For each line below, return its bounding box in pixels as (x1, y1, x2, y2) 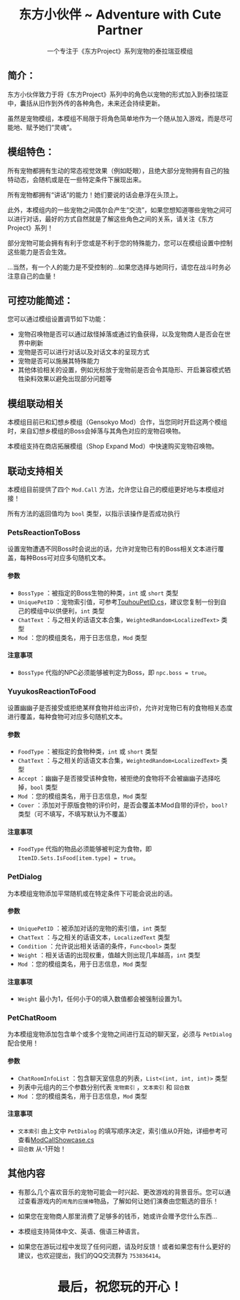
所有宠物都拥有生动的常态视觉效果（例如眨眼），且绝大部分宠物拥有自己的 (7, 166, 224, 175)
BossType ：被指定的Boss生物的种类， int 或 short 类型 (17, 589, 179, 597)
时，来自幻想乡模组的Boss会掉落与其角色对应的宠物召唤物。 (7, 426, 185, 436)
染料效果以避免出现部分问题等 (24, 374, 112, 383)
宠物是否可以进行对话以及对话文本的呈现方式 (17, 348, 150, 356)
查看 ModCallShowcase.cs (17, 1135, 94, 1144)
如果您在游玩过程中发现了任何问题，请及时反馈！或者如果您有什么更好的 (17, 1242, 231, 1251)
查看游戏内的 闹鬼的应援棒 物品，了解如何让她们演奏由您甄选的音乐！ (24, 1196, 219, 1205)
